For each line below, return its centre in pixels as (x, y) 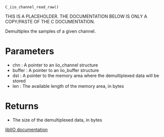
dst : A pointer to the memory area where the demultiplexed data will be (86, 75)
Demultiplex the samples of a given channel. (50, 31)
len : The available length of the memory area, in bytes (68, 86)
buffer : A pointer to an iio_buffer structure (56, 70)
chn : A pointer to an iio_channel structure (55, 65)
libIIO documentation (27, 130)
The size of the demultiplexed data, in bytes (57, 120)
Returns (22, 106)
